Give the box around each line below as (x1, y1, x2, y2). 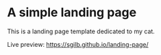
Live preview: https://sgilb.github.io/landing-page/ (7, 40, 149, 48)
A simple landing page (7, 5, 137, 20)
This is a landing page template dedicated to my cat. (7, 27, 156, 35)
